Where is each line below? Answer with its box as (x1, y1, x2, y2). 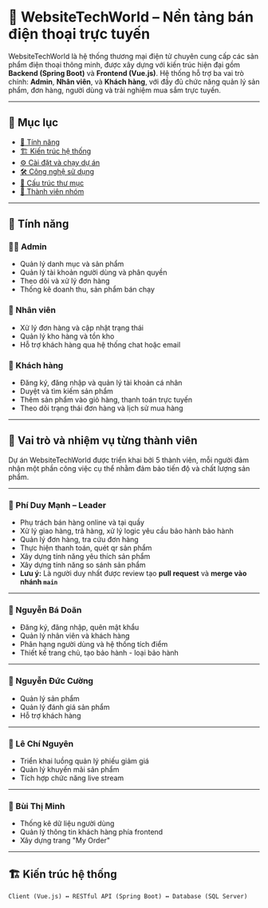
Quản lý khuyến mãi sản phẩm (19, 765, 120, 775)
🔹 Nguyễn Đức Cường (8, 676, 94, 687)
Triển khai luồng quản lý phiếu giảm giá (19, 756, 149, 766)
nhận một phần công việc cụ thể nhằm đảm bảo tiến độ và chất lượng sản (8, 463, 250, 473)
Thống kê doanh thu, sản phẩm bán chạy (19, 284, 156, 295)
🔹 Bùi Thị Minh (8, 800, 65, 811)
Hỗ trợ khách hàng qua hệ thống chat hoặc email (19, 339, 181, 349)
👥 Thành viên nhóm (19, 186, 85, 196)
